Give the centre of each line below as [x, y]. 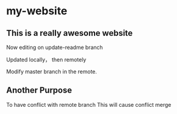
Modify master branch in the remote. [52, 72]
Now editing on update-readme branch [55, 47]
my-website [37, 11]
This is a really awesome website [70, 33]
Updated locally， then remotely [46, 60]
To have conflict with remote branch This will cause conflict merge [89, 104]
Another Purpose [39, 90]
